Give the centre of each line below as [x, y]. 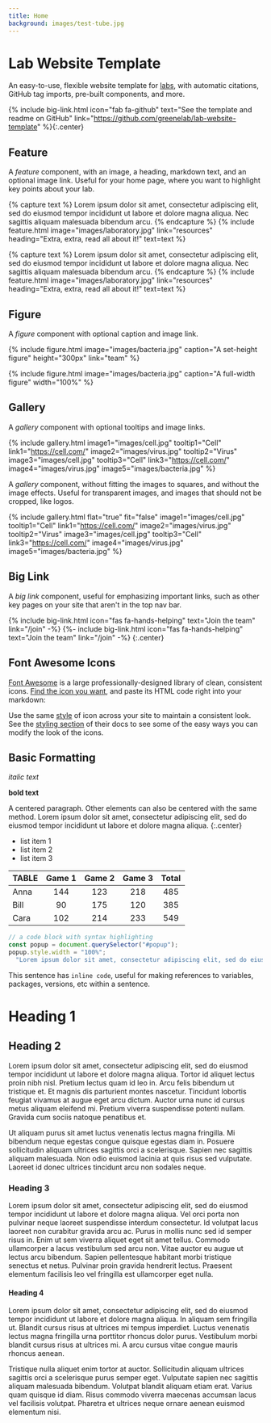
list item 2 [36, 850]
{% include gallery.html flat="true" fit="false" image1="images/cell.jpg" [127, 517]
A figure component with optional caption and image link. [104, 334]
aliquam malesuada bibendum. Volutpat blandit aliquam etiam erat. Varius [130, 1387]
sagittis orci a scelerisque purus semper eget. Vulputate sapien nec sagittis [133, 1378]
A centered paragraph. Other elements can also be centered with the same [133, 808]
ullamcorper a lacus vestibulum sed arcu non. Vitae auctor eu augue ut [126, 1249]
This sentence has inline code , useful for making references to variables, [131, 975]
